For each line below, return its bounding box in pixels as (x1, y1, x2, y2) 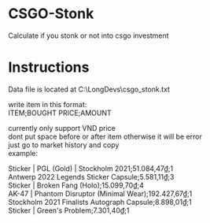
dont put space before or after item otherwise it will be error (8, 132, 203, 141)
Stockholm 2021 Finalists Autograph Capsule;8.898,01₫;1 (8, 197, 192, 206)
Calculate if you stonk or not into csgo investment (8, 31, 169, 40)
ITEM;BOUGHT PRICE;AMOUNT (8, 108, 112, 117)
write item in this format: (8, 99, 87, 109)
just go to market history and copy (8, 139, 120, 150)
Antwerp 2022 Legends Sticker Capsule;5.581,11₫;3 (8, 172, 175, 181)
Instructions (8, 58, 90, 76)
